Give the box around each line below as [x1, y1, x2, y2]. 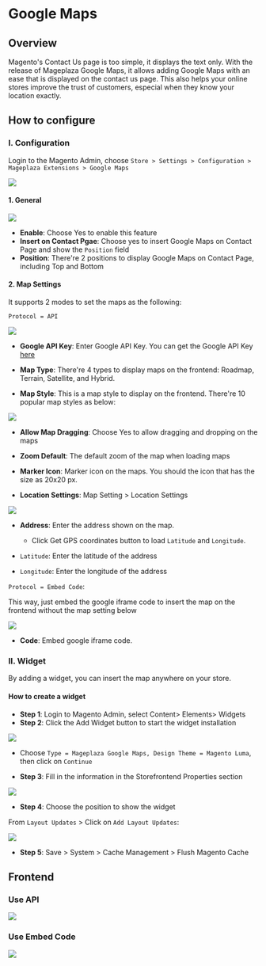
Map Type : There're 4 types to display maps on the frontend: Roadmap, [19, 365, 255, 375]
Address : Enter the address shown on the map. [19, 520, 175, 531]
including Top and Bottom [19, 261, 104, 271]
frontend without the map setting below [8, 606, 137, 615]
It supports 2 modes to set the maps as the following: [8, 298, 182, 307]
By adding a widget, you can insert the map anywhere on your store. [8, 674, 232, 683]
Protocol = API [8, 313, 59, 321]
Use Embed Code [8, 931, 77, 942]
